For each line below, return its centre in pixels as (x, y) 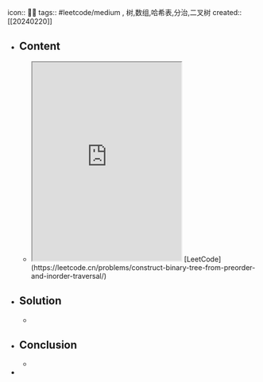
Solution (40, 301)
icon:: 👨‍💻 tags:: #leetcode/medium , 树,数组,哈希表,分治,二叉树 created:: (125, 12)
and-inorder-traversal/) (69, 276)
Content (40, 46)
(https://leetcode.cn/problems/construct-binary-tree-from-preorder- (143, 267)
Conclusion (48, 345)
